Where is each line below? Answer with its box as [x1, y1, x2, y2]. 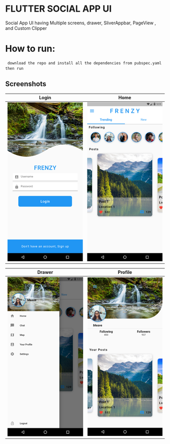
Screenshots [5, 79, 47, 89]
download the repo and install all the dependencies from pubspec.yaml [7, 60, 162, 66]
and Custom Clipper [5, 25, 47, 31]
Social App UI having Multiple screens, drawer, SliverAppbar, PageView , [5, 20, 156, 26]
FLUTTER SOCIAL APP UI [5, 3, 112, 15]
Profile [117, 269, 133, 275]
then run [5, 66, 24, 71]
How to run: [5, 43, 56, 55]
